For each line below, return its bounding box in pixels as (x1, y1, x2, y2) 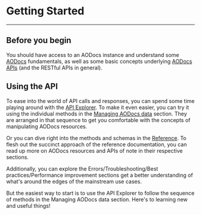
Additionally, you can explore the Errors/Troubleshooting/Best (6, 165, 159, 172)
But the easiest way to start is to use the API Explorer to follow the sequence (6, 189, 195, 196)
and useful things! (6, 202, 51, 209)
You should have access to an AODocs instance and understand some (6, 51, 179, 58)
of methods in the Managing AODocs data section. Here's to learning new (6, 196, 188, 203)
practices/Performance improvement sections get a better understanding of (6, 171, 193, 178)
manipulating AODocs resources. (6, 123, 88, 130)
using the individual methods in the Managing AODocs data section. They (6, 110, 187, 117)
